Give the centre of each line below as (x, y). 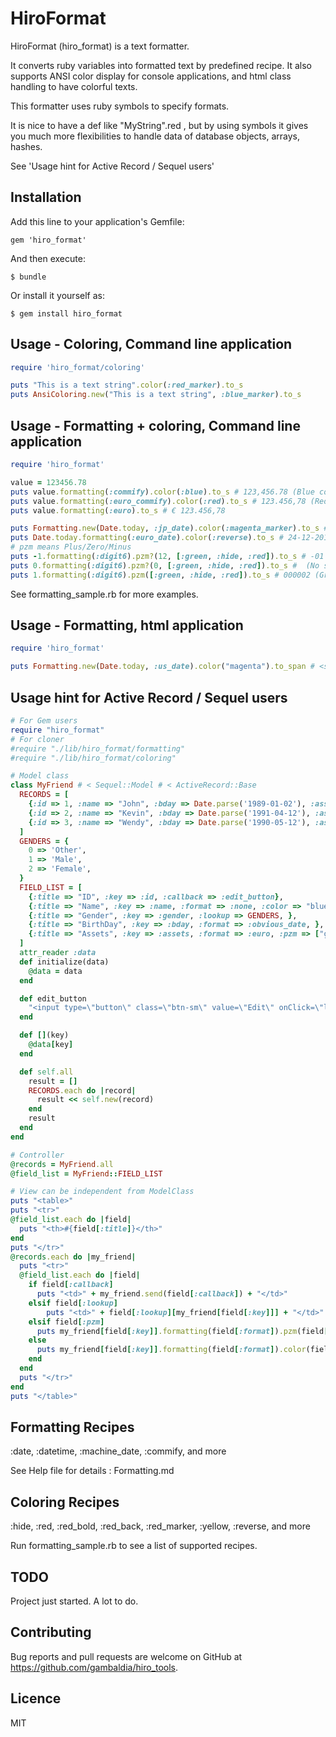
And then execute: (48, 258)
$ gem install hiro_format (66, 313)
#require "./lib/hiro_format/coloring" (93, 758)
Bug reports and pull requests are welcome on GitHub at (126, 1656)
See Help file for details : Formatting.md (92, 1471)
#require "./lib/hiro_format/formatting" (98, 748)
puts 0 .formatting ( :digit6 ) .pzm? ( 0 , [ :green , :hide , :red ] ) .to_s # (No (165, 565)
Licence (36, 1698)
